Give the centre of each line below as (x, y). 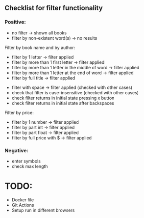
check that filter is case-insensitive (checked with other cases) (75, 92)
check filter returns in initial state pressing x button (63, 98)
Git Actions (23, 205)
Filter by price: (19, 112)
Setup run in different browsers (43, 210)
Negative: (17, 150)
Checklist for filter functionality (54, 8)
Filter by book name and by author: (40, 47)
